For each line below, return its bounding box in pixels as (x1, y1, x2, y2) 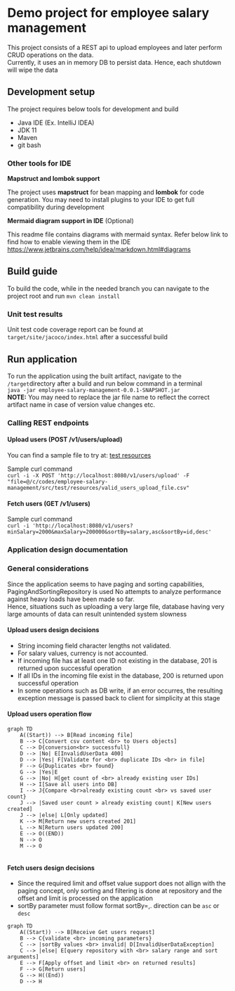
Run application (7, 353, 78, 365)
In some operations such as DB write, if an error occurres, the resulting (17, 686, 223, 695)
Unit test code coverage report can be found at (7, 325, 144, 334)
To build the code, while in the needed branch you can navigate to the (7, 284, 210, 293)
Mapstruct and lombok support (7, 175, 100, 183)
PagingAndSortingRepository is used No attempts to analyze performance (7, 587, 222, 595)
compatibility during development (7, 203, 105, 212)
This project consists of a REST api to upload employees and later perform (7, 43, 222, 51)
